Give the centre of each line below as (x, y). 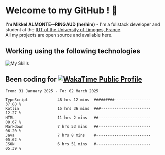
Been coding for (31, 79)
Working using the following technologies (73, 51)
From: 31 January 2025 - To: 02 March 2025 (52, 91)
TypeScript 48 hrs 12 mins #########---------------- (78, 100)
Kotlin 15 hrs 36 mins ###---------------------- (78, 108)
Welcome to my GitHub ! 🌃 (61, 10)
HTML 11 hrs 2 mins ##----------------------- (78, 118)
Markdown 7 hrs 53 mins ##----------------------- (78, 126)
